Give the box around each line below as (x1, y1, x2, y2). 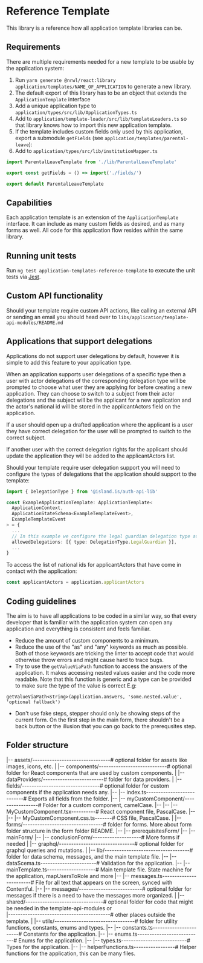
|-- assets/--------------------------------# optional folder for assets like (6, 756, 187, 763)
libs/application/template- (118, 314, 189, 320)
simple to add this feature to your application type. (6, 359, 132, 366)
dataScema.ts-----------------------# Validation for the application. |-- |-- (6, 859, 190, 867)
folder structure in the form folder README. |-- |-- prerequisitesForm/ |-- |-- (6, 827, 196, 834)
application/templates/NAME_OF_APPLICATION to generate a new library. (14, 83, 192, 90)
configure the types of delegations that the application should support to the (6, 470, 196, 478)
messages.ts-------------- (130, 872, 197, 879)
